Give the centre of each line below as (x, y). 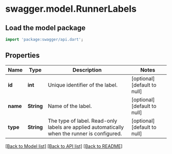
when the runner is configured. (85, 134)
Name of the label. (70, 106)
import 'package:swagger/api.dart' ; (44, 39)
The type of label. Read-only (83, 121)
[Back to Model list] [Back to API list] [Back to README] (64, 146)
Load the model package (46, 28)
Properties (23, 56)
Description (87, 70)
